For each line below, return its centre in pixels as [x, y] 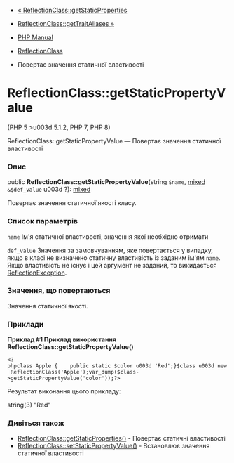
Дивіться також [36, 423]
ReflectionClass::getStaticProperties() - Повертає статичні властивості [121, 438]
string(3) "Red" [29, 405]
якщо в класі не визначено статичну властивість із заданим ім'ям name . [114, 257]
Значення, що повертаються [59, 291]
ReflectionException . [37, 273]
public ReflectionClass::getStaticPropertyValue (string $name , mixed [106, 182]
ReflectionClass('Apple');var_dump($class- [75, 372]
